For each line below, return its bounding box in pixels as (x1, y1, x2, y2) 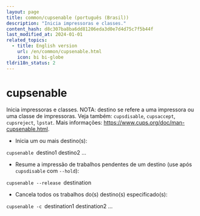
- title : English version (12, 43, 78, 49)
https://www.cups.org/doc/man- (103, 119, 185, 127)
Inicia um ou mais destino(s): (15, 138, 88, 145)
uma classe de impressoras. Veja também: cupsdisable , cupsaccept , (6, 113, 176, 120)
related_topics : (6, 37, 47, 43)
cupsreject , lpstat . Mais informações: (6, 119, 103, 127)
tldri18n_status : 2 (6, 60, 56, 66)
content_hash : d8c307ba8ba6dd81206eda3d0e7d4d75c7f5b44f (6, 26, 154, 32)
